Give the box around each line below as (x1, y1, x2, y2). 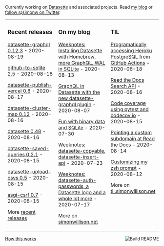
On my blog (58, 28, 90, 36)
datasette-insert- (58, 154, 100, 160)
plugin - (77, 101, 96, 108)
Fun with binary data (58, 118, 105, 125)
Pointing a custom (110, 129, 152, 136)
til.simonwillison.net (110, 188, 156, 195)
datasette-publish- (7, 81, 52, 88)
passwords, (58, 183, 85, 190)
